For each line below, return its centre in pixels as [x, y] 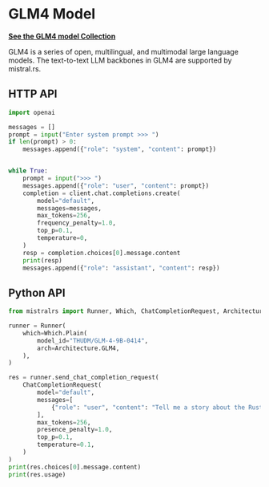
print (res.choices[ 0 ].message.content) [75, 467]
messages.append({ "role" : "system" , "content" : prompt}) [120, 149]
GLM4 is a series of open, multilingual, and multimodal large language [123, 51]
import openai [32, 112]
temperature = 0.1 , [66, 445]
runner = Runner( [37, 326]
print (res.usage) [37, 474]
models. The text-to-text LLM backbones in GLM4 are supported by [120, 60]
